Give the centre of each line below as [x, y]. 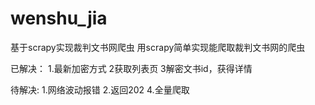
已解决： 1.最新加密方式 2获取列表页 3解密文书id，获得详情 [131, 68]
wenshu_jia [59, 18]
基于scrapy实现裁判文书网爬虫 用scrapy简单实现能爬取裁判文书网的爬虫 [158, 47]
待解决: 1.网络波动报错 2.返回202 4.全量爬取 [100, 89]
